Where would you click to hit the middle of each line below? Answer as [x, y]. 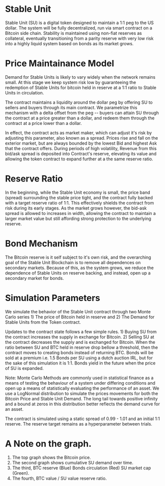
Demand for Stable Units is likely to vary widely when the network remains [80, 77]
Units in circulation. [25, 92]
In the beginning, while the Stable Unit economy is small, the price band [78, 192]
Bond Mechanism [41, 243]
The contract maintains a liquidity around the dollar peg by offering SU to [79, 102]
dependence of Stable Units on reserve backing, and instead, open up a [78, 273]
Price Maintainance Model [60, 64]
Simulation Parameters [53, 298]
